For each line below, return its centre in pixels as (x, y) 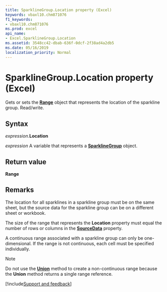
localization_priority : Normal (38, 52)
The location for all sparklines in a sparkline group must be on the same (80, 202)
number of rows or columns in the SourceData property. (64, 228)
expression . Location (27, 136)
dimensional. (18, 243)
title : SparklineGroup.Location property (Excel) (59, 10)
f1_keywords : (19, 19)
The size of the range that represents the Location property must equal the (83, 223)
